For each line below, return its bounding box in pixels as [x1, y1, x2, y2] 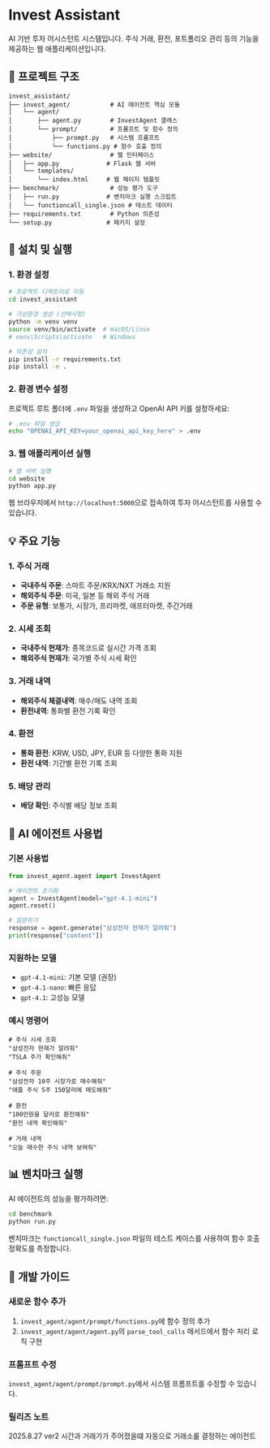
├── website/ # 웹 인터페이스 [8, 150, 155, 159]
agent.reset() [8, 902, 57, 910]
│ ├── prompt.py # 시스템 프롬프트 [8, 133, 161, 141]
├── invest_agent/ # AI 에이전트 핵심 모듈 [8, 100, 181, 109]
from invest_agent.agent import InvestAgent [8, 872, 161, 880]
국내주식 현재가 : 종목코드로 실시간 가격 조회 [19, 643, 156, 653]
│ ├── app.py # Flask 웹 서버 [8, 159, 156, 167]
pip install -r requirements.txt [8, 355, 122, 363]
